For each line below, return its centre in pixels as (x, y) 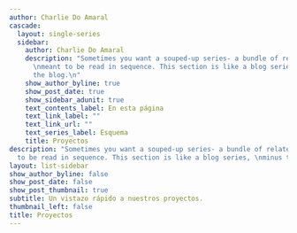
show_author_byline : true (73, 83)
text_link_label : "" (63, 116)
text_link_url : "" (59, 125)
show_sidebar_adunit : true (75, 100)
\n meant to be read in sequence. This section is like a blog (149, 67)
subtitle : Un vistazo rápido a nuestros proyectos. (106, 199)
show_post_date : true (65, 91)
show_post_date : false (51, 183)
